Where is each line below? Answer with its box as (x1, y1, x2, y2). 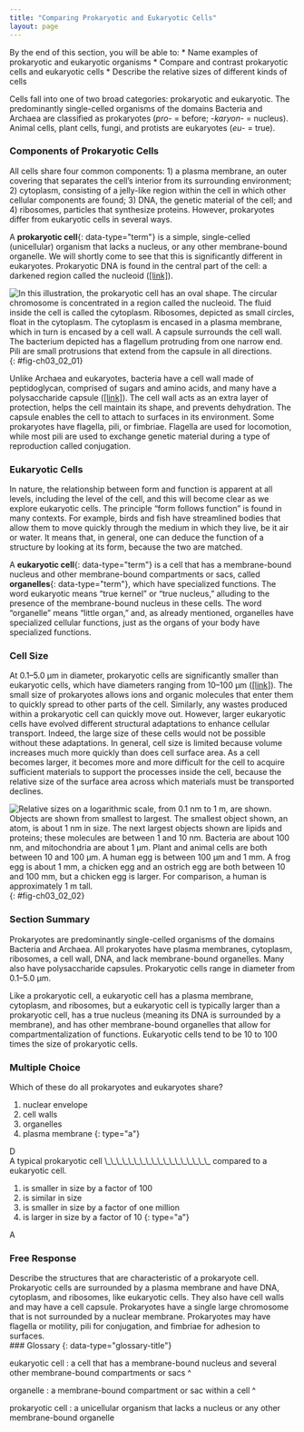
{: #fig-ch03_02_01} (9, 355, 83, 366)
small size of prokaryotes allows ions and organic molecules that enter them (9, 690, 294, 701)
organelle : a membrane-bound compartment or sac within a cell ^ (9, 1385, 257, 1396)
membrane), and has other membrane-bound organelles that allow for (9, 1019, 271, 1029)
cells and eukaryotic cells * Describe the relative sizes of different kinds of (9, 65, 288, 77)
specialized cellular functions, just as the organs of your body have (9, 617, 260, 628)
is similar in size (22, 1192, 83, 1203)
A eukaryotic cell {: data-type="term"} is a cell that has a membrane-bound (9, 560, 292, 571)
